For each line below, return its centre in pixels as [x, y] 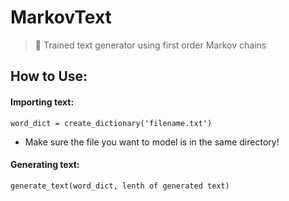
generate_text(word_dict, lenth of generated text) [120, 186]
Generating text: [45, 165]
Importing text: [42, 102]
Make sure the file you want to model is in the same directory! [152, 142]
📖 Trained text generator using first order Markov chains [150, 45]
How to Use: [49, 76]
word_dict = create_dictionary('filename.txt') [111, 123]
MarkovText [61, 17]
